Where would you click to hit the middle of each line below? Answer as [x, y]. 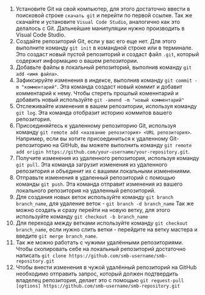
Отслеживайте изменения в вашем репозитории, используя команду [106, 106]
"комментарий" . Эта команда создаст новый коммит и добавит [102, 87]
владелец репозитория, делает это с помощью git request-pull [100, 280]
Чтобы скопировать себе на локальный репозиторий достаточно [101, 249]
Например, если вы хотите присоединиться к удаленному [92, 139]
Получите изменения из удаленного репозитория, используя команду [107, 158]
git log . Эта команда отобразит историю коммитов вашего [94, 113]
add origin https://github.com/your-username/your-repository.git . [103, 151]
